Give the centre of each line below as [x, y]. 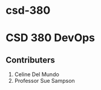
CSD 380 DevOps [50, 38]
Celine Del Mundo [37, 74]
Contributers [31, 60]
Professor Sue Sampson [44, 81]
